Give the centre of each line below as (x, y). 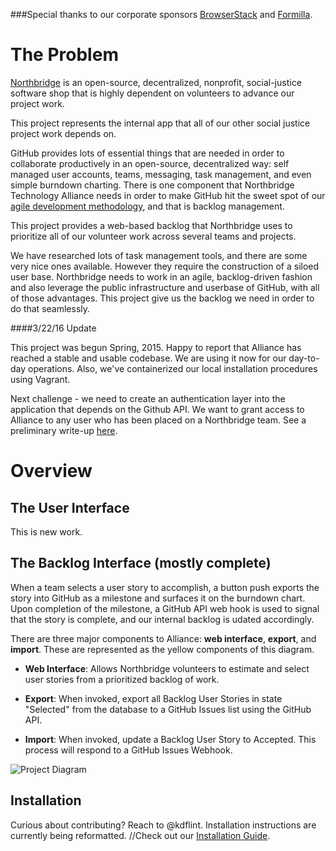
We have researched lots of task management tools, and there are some (159, 255)
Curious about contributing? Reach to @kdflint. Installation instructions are (163, 825)
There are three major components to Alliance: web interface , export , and (163, 638)
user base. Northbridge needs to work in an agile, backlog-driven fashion (161, 276)
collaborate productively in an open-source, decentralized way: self (150, 163)
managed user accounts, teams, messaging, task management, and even (161, 174)
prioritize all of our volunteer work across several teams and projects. (153, 236)
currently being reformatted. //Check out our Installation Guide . (140, 835)
